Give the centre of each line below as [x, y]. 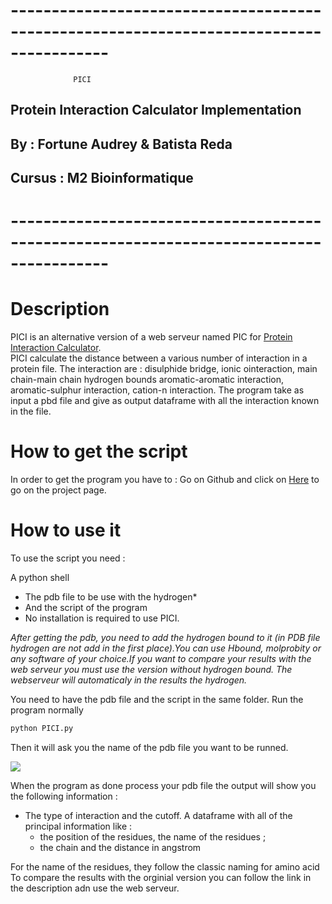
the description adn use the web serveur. [95, 888]
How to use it [66, 530]
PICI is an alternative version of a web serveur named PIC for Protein [151, 337]
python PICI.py [42, 729]
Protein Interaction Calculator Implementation [156, 110]
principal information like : [78, 826]
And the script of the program [86, 608]
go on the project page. [58, 490]
